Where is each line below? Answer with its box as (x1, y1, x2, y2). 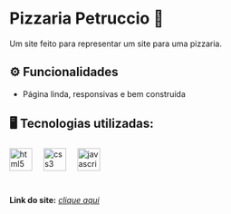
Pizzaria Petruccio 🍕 (9, 8, 165, 29)
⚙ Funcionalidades (9, 64, 120, 80)
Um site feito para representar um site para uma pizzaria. (9, 38, 222, 49)
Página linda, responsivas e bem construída (22, 88, 186, 99)
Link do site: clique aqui (9, 194, 100, 205)
